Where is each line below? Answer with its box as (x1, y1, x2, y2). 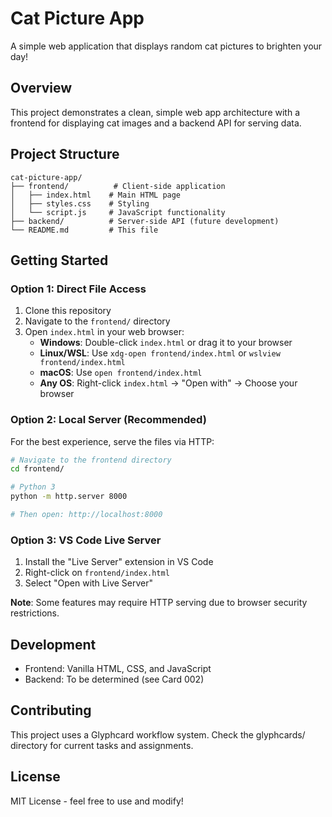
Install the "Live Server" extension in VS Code (24, 556, 214, 568)
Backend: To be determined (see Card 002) (24, 673, 205, 686)
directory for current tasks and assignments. (10, 739, 194, 751)
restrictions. (10, 607, 60, 619)
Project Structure (10, 146, 120, 163)
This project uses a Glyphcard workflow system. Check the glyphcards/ (10, 728, 306, 741)
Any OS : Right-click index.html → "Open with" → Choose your (39, 377, 298, 389)
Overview (10, 80, 73, 97)
